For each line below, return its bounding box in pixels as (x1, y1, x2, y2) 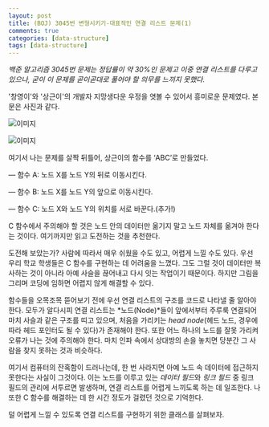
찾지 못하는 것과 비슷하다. (22, 346, 103, 356)
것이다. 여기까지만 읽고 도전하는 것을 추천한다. (16, 231, 161, 241)
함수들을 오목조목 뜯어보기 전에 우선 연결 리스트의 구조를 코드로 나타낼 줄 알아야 (8, 295, 257, 305)
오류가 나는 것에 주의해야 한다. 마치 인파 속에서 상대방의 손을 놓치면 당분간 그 (8, 335, 248, 345)
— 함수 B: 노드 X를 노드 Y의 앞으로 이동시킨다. (8, 187, 153, 197)
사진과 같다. (22, 102, 60, 112)
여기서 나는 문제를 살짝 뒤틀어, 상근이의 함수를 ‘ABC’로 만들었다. (8, 153, 209, 163)
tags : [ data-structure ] (8, 42, 88, 50)
